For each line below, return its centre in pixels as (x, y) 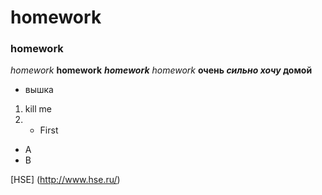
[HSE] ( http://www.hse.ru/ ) (65, 180)
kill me (38, 109)
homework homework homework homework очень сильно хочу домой (161, 70)
